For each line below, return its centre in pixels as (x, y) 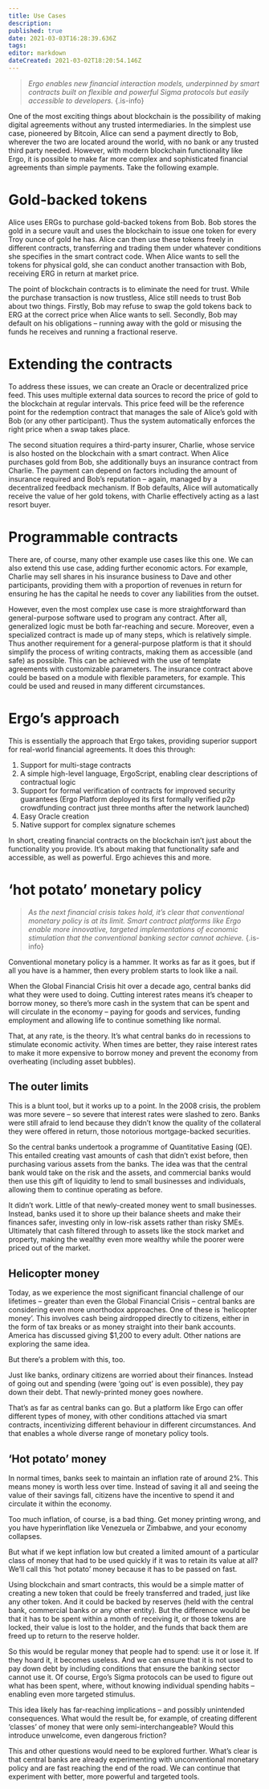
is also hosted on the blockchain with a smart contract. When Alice (118, 453)
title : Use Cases (37, 16)
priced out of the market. (49, 1248)
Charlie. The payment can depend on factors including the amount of (123, 470)
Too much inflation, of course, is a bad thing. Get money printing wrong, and (134, 1519)
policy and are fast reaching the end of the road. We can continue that (124, 1768)
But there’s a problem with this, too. (67, 1360)
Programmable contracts (93, 537)
